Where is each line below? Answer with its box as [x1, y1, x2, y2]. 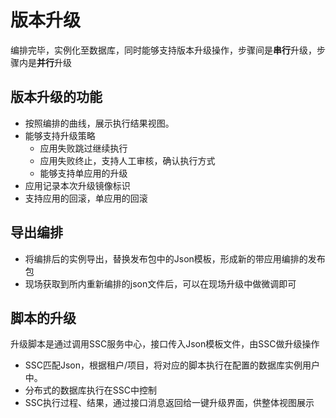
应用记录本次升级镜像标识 [24, 179, 131, 191]
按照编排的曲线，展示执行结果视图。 [24, 117, 175, 129]
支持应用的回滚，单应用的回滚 [24, 192, 148, 204]
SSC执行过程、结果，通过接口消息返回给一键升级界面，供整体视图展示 [24, 397, 315, 409]
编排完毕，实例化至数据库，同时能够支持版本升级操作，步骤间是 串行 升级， [10, 44, 317, 56]
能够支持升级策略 [24, 129, 96, 141]
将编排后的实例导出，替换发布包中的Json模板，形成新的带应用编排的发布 [24, 252, 326, 265]
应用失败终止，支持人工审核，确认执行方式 [39, 154, 216, 166]
